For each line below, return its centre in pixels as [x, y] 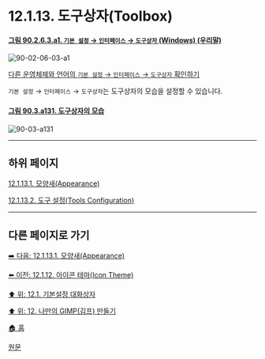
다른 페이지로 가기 [49, 235]
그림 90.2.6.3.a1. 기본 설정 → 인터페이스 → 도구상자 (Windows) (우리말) [115, 40]
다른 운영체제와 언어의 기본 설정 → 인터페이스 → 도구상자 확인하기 [104, 74]
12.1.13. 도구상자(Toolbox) [91, 16]
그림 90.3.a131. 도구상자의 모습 [56, 111]
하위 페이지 [34, 163]
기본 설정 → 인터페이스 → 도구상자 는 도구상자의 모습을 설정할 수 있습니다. [116, 91]
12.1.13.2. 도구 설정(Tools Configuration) [71, 200]
